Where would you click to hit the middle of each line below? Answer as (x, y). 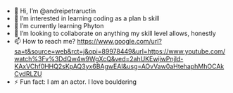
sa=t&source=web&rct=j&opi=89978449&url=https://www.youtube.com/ (120, 51)
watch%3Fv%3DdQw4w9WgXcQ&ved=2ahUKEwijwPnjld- (99, 59)
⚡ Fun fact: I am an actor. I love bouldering (75, 82)
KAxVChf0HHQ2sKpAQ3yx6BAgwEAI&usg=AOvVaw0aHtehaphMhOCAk (119, 66)
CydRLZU (28, 74)
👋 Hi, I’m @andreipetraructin (55, 11)
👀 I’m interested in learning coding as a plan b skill (87, 18)
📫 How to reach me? (45, 41)
